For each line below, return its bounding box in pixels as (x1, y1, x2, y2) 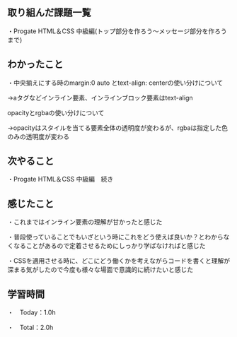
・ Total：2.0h (7, 324, 54, 332)
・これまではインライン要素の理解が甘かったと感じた (7, 218, 163, 226)
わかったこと (7, 59, 64, 71)
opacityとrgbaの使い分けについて (7, 108, 105, 117)
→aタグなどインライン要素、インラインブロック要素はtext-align (7, 93, 193, 102)
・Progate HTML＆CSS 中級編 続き (7, 175, 114, 184)
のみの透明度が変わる (7, 132, 69, 141)
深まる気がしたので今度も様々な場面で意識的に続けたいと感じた (7, 266, 193, 274)
